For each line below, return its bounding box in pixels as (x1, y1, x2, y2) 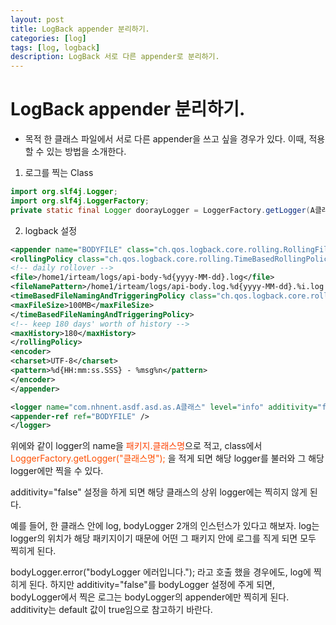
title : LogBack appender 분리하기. (10, 24, 150, 34)
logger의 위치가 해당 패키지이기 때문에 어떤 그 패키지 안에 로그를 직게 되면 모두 (10, 532, 317, 545)
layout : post (10, 14, 65, 25)
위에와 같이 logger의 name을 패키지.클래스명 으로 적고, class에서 (10, 440, 263, 452)
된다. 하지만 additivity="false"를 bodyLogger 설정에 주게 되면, (28, 579, 275, 591)
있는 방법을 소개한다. (46, 146, 127, 158)
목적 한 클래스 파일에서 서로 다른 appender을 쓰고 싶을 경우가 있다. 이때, (24, 133, 307, 145)
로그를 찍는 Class (24, 167, 94, 179)
